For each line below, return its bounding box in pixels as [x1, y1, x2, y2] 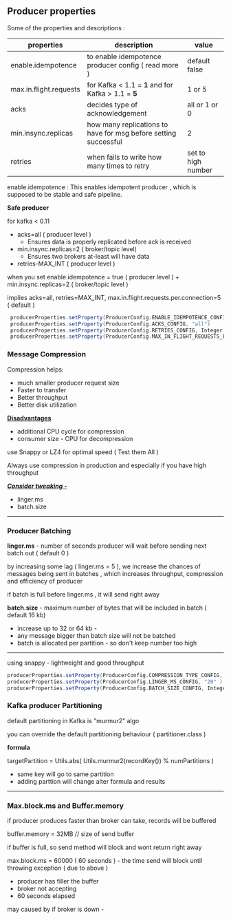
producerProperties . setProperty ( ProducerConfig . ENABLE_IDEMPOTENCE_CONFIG [10, 314, 229, 321]
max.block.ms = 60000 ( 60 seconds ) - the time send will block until [7, 857, 203, 865]
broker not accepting [16, 884, 77, 893]
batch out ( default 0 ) [7, 548, 69, 557]
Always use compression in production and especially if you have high [7, 461, 207, 469]
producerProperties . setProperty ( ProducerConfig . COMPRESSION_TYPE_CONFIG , [7, 672, 223, 678]
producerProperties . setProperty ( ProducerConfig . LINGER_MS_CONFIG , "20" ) [7, 678, 223, 685]
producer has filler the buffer [16, 877, 99, 886]
